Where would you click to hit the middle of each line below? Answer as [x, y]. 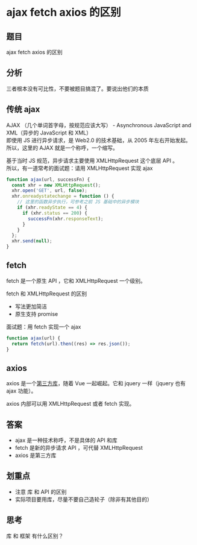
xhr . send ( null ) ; [32, 241]
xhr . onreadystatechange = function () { [63, 197]
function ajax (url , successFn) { [48, 179]
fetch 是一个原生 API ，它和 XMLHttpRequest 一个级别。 [76, 280]
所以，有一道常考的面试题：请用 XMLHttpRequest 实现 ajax [80, 168]
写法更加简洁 [31, 306]
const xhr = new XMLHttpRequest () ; [56, 185]
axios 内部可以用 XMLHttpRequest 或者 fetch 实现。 [70, 404]
